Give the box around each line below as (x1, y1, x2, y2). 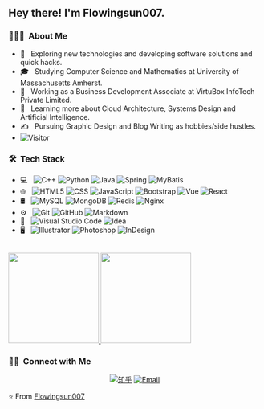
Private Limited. (19, 95, 72, 104)
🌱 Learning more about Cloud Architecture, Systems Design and (19, 104, 237, 113)
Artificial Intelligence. (19, 112, 91, 121)
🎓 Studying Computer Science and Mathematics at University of (19, 66, 239, 76)
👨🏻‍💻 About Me (8, 31, 68, 42)
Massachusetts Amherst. (19, 78, 103, 88)
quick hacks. (19, 57, 63, 67)
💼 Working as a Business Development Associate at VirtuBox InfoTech (19, 86, 255, 96)
